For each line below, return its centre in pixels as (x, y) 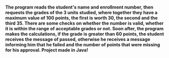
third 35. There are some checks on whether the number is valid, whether (84, 23)
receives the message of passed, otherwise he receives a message (78, 39)
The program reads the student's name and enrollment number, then (79, 7)
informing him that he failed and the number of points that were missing (83, 44)
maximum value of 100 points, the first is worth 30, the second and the (81, 18)
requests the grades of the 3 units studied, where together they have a (81, 12)
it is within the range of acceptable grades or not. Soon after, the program (84, 28)
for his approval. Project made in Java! (47, 50)
